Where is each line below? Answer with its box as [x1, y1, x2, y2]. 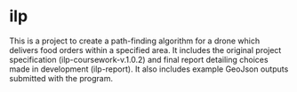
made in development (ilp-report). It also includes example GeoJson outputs [9, 64, 289, 74]
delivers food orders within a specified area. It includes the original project [9, 44, 282, 55]
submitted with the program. [9, 73, 114, 83]
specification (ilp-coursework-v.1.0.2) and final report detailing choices [9, 54, 269, 65]
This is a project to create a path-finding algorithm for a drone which [9, 35, 261, 46]
